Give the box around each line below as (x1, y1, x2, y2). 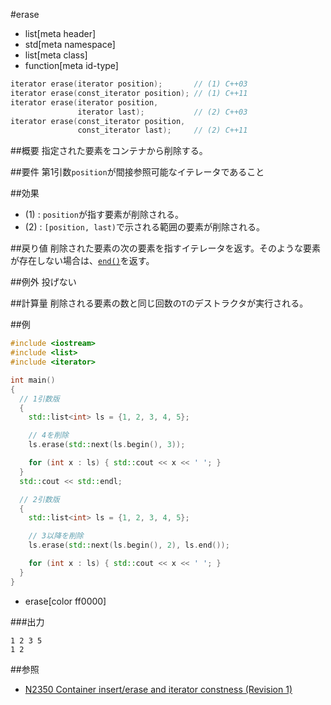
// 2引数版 (19, 494, 60, 504)
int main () (10, 375, 56, 385)
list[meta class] (24, 49, 88, 61)
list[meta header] (24, 28, 97, 39)
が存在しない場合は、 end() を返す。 (10, 255, 155, 267)
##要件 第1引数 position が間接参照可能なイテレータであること (10, 166, 265, 178)
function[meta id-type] (24, 60, 119, 71)
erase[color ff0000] (24, 595, 107, 607)
